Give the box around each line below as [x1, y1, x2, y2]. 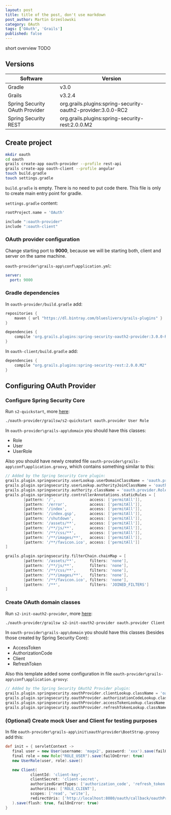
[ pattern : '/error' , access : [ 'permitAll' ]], [23, 502, 142, 507]
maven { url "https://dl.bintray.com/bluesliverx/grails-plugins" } [14, 315, 163, 321]
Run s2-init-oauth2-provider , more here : [5, 610, 93, 616]
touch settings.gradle [5, 176, 53, 181]
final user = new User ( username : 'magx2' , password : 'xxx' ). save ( [12, 749, 156, 754]
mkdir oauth [5, 152, 31, 157]
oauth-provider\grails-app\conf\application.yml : [5, 263, 112, 269]
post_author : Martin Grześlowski [5, 17, 76, 22]
